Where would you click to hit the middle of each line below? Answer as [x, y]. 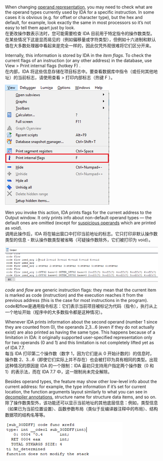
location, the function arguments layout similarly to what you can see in [76, 392]
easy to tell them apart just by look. [40, 28]
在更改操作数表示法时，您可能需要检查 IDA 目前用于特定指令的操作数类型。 [80, 33]
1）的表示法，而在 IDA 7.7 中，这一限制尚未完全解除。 [59, 372]
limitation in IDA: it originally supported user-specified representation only [79, 337]
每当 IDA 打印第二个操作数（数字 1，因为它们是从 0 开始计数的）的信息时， [80, 354]
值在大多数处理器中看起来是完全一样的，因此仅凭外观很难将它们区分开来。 [79, 45]
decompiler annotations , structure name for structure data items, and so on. [81, 397]
